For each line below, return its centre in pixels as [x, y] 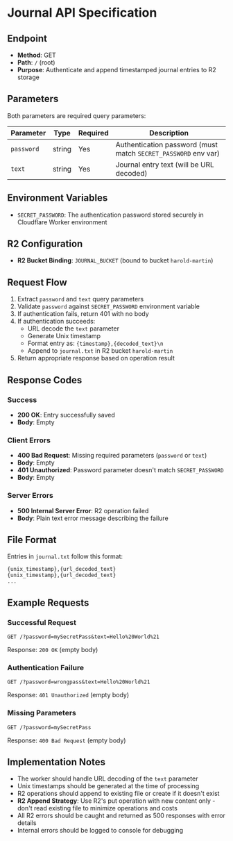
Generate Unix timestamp [64, 336]
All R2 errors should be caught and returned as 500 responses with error [121, 816]
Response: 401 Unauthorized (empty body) [68, 695]
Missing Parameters [42, 713]
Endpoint [27, 39]
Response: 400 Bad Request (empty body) [67, 740]
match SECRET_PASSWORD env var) [167, 153]
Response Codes [45, 380]
